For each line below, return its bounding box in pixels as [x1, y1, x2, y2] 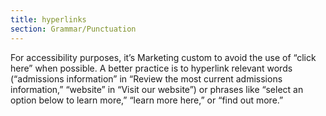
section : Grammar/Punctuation [10, 24, 137, 34]
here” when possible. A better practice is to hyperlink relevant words [10, 62, 293, 74]
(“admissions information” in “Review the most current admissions [10, 72, 283, 85]
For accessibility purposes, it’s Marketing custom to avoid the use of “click [10, 51, 317, 63]
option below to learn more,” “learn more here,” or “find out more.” [10, 94, 284, 106]
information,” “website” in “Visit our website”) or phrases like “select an [10, 83, 304, 95]
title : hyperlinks [10, 14, 87, 25]
